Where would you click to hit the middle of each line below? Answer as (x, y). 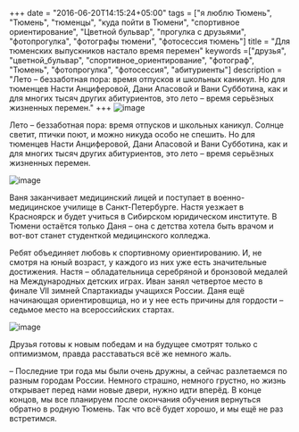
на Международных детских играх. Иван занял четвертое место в (136, 281)
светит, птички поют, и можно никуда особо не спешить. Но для (133, 134)
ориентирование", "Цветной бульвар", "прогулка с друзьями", (128, 32)
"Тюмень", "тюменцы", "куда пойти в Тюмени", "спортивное (125, 22)
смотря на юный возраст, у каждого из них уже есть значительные (138, 262)
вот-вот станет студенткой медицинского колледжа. (110, 235)
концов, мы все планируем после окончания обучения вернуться (135, 399)
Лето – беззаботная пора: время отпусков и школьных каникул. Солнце (146, 125)
